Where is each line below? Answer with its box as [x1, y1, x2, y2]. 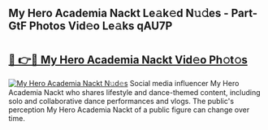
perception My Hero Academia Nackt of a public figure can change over [8, 105, 250, 115]
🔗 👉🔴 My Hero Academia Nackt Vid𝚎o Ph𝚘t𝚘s [8, 53, 248, 67]
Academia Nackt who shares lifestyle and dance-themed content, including [8, 88, 262, 97]
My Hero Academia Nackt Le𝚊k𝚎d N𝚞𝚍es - [8, 6, 229, 20]
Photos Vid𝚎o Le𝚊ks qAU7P [28, 19, 173, 33]
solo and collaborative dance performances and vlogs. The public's [8, 97, 234, 106]
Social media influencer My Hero [129, 79, 240, 88]
